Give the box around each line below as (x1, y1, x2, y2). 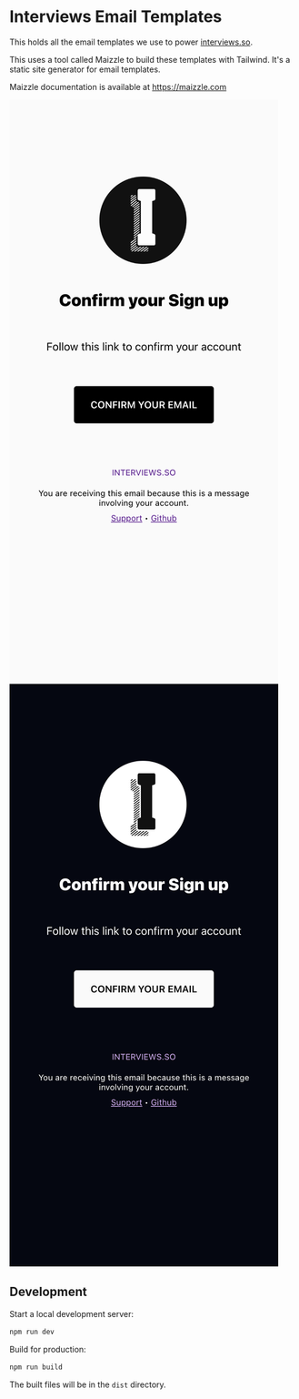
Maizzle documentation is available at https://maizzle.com (9, 81, 227, 92)
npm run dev (9, 1327, 55, 1336)
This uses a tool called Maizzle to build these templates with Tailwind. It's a (9, 54, 291, 65)
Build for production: (9, 1343, 86, 1354)
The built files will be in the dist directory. (9, 1379, 166, 1390)
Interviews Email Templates (9, 6, 223, 27)
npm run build (9, 1363, 64, 1372)
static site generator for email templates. (9, 64, 161, 75)
